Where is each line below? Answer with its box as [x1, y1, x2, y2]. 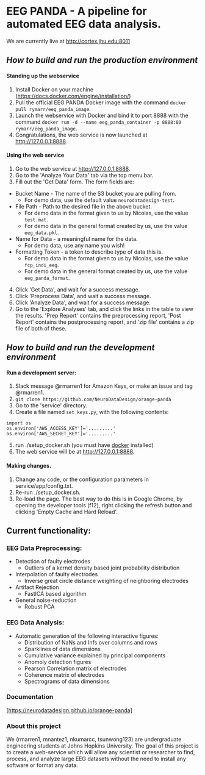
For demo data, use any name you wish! [24, 241, 125, 249]
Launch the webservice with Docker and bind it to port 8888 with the [15, 112, 189, 119]
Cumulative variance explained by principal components [24, 651, 166, 659]
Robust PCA [24, 603, 55, 610]
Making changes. [6, 462, 52, 469]
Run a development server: [6, 369, 77, 376]
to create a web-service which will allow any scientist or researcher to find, [6, 749, 195, 756]
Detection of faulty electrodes [15, 558, 90, 565]
